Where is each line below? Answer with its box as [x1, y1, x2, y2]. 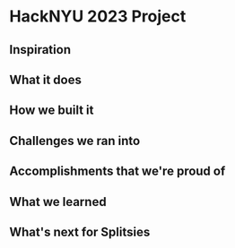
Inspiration [9, 42, 72, 57]
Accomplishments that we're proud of [9, 164, 226, 179]
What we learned [9, 194, 107, 210]
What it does [9, 72, 83, 87]
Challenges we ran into [9, 133, 141, 149]
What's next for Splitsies [9, 224, 151, 239]
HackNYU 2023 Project [9, 6, 187, 27]
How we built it [9, 103, 94, 118]
